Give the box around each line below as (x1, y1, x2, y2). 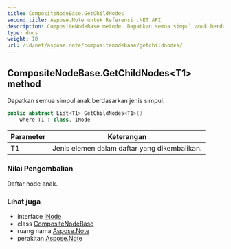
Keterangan (107, 131, 147, 141)
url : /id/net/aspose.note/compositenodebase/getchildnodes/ (7, 42, 184, 49)
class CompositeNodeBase (16, 219, 94, 228)
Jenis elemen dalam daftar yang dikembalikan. (52, 143, 202, 153)
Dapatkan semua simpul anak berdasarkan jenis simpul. (7, 96, 165, 105)
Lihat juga (7, 197, 41, 206)
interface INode (16, 213, 62, 221)
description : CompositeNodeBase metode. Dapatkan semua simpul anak (7, 23, 208, 30)
